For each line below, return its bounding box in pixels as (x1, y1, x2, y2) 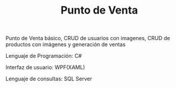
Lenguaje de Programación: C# (5, 52, 82, 59)
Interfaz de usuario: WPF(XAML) (5, 63, 86, 71)
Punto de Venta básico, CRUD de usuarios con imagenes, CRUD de (5, 34, 171, 41)
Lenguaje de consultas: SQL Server (5, 75, 93, 82)
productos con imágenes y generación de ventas (5, 41, 126, 48)
